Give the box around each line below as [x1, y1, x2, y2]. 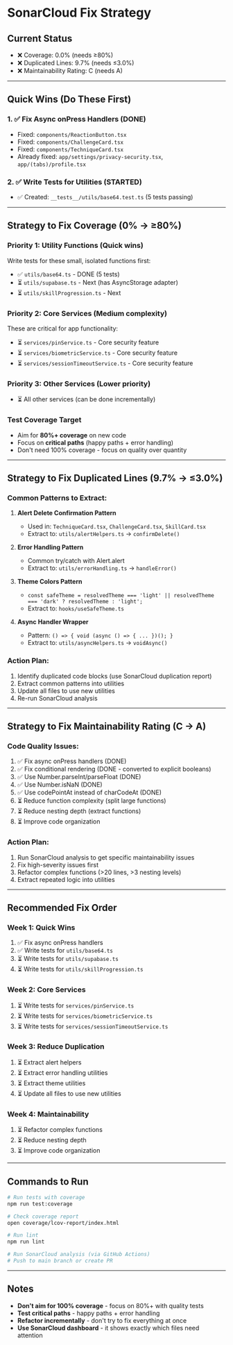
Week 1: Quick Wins [7, 922, 76, 932]
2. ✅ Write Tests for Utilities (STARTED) [7, 177, 142, 187]
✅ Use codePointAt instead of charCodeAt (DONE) [17, 788, 162, 796]
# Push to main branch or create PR [7, 1258, 113, 1264]
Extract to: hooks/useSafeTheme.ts [27, 604, 125, 612]
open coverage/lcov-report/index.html [7, 1219, 119, 1226]
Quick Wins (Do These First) [7, 94, 132, 106]
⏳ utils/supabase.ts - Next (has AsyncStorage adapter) [17, 278, 178, 286]
